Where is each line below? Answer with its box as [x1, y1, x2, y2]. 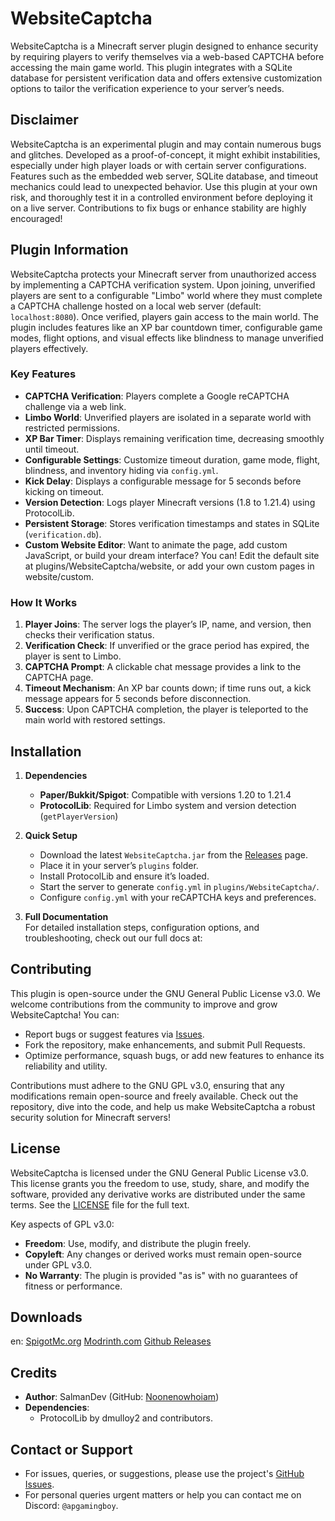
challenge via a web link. [24, 400, 127, 412]
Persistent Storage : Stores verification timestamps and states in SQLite [24, 517, 320, 529]
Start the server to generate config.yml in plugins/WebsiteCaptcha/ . [39, 880, 320, 892]
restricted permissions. [24, 422, 121, 434]
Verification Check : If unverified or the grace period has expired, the [24, 640, 310, 652]
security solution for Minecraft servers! [10, 1111, 171, 1123]
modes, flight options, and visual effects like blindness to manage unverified [10, 332, 324, 344]
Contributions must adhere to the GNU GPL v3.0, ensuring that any [10, 1079, 285, 1091]
